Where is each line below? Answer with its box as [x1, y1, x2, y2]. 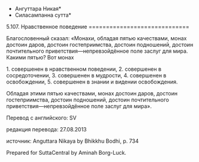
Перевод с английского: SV [6, 114, 77, 121]
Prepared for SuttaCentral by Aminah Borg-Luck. [6, 149, 127, 156]
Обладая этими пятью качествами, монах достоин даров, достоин [6, 90, 178, 97]
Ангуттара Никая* [14, 5, 62, 12]
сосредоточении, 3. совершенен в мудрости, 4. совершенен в [6, 72, 167, 79]
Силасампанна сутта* [14, 11, 72, 19]
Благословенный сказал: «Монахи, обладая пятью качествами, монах [6, 35, 187, 41]
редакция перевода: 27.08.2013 [6, 126, 87, 133]
